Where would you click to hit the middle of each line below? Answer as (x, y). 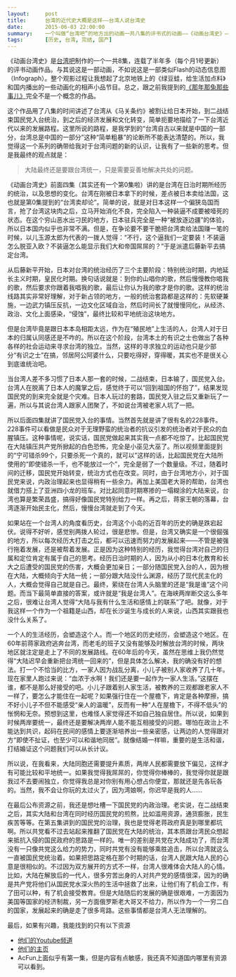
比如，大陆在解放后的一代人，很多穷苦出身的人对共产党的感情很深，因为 (112, 875)
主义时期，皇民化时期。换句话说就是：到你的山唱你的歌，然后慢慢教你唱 (118, 279)
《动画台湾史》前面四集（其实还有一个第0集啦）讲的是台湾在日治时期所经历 (117, 185)
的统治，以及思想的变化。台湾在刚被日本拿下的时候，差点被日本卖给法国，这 (118, 193)
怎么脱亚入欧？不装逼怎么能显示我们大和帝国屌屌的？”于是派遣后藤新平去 (113, 246)
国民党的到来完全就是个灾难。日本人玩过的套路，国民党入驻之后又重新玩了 (115, 396)
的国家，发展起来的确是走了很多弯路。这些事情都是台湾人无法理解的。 (109, 910)
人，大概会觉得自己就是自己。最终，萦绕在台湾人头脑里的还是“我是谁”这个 (115, 585)
